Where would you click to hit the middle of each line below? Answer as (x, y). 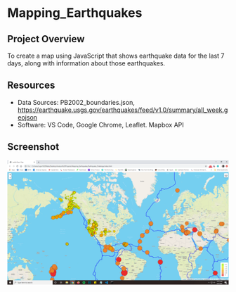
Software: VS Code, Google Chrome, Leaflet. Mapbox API (100, 125)
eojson (27, 117)
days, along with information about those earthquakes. (86, 63)
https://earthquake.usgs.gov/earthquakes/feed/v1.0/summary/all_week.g (123, 110)
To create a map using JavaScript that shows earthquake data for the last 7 (116, 56)
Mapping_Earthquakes (75, 13)
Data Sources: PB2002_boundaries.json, (76, 102)
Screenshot (33, 147)
